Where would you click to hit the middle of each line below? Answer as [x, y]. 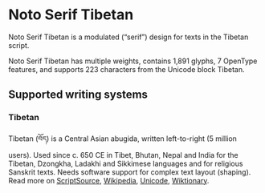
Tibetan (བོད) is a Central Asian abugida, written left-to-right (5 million [122, 139]
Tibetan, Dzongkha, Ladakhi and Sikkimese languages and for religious [126, 163]
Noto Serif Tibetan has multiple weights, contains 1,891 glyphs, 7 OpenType [133, 61]
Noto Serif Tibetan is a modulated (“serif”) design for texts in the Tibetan [128, 37]
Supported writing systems [78, 95]
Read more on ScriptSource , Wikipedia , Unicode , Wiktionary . [109, 180]
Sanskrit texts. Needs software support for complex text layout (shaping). [130, 172]
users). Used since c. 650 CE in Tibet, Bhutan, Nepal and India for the [123, 155]
